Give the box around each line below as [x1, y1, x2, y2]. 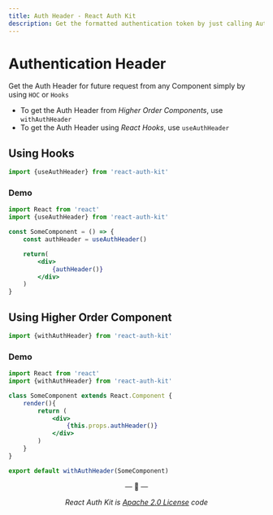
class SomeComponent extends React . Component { [8, 392, 173, 400]
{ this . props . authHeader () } [66, 422, 158, 431]
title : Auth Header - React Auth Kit [8, 11, 136, 20]
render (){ [23, 399, 57, 407]
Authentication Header [8, 54, 167, 73]
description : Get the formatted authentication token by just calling [8, 19, 253, 28]
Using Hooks [8, 146, 75, 160]
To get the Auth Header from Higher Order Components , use [19, 106, 223, 115]
